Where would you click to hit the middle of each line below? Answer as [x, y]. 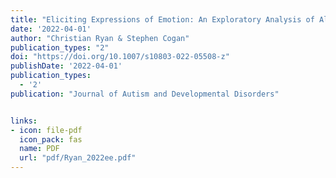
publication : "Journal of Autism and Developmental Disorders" [145, 94]
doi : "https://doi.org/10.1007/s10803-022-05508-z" [120, 57]
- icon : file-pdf [46, 130]
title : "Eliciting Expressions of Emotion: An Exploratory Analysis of [162, 19]
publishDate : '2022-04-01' [66, 66]
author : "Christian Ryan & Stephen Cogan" [100, 38]
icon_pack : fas [51, 139]
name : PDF [39, 149]
